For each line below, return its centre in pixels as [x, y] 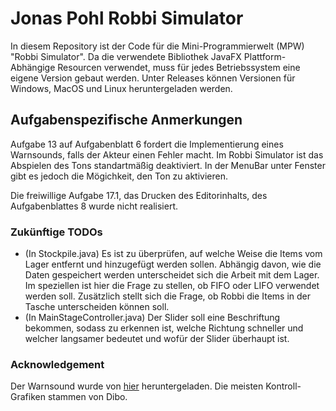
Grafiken [28, 397]
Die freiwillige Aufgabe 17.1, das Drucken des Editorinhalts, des [139, 195]
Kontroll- [283, 386]
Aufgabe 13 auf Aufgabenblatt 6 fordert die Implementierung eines [147, 144]
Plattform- [265, 56]
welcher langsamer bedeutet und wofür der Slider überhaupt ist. [157, 339]
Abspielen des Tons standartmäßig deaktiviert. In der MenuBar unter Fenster [168, 165]
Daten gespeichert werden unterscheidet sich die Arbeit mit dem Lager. [172, 275]
